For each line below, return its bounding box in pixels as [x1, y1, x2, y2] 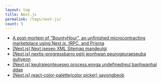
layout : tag [5, 7, 30, 12]
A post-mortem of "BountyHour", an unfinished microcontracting [12, 35, 146, 41]
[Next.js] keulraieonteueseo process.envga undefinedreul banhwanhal [12, 61, 157, 67]
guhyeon [12, 56, 31, 62]
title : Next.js [5, 12, 37, 17]
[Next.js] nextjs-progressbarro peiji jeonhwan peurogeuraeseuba [12, 51, 146, 57]
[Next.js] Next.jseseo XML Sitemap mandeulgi [12, 45, 107, 51]
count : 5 [5, 21, 23, 26]
